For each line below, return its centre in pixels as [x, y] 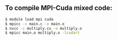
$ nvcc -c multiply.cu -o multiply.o [44, 28]
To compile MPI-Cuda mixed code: [59, 8]
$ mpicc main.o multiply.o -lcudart [42, 33]
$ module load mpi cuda [29, 19]
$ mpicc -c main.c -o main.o [35, 24]
